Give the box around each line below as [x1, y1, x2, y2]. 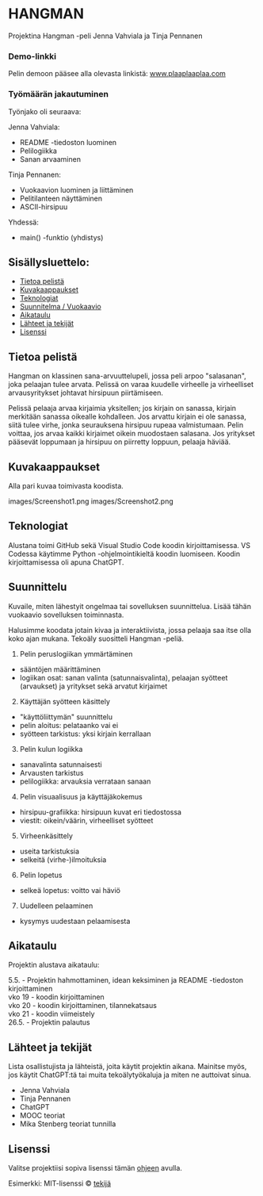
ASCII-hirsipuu [19, 201, 68, 211]
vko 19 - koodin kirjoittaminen [8, 992, 105, 1002]
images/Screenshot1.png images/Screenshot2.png [8, 496, 174, 506]
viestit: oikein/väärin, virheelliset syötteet [19, 815, 154, 825]
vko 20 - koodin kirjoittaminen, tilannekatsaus [8, 1001, 157, 1010]
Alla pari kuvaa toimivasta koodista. [8, 481, 124, 490]
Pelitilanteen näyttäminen [19, 194, 103, 203]
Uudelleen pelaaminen [19, 901, 93, 910]
